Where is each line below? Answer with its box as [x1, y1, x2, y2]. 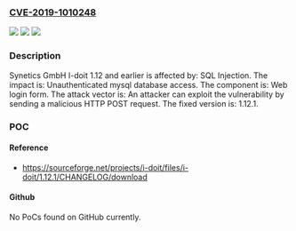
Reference [9, 142, 49, 153]
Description [9, 50, 61, 62]
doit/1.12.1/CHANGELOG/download [21, 171, 148, 182]
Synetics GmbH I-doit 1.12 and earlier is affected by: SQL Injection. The [9, 69, 268, 81]
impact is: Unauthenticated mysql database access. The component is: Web [9, 79, 288, 90]
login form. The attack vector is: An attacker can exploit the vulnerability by [9, 89, 284, 100]
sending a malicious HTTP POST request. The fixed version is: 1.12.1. [9, 98, 260, 108]
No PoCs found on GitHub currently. [9, 211, 141, 222]
